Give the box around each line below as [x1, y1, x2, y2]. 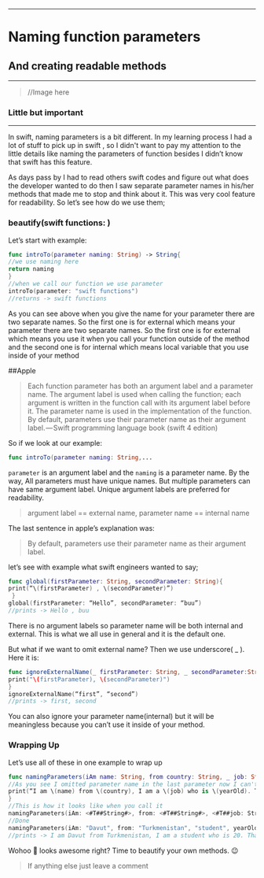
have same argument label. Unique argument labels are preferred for [8, 484, 230, 494]
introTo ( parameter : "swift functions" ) [8, 287, 139, 295]
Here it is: [8, 653, 39, 662]
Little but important [8, 107, 84, 118]
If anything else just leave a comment [27, 861, 149, 870]
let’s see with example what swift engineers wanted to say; [8, 562, 199, 572]
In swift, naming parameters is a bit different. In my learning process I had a [8, 132, 253, 142]
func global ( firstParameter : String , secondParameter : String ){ [8, 577, 223, 585]
